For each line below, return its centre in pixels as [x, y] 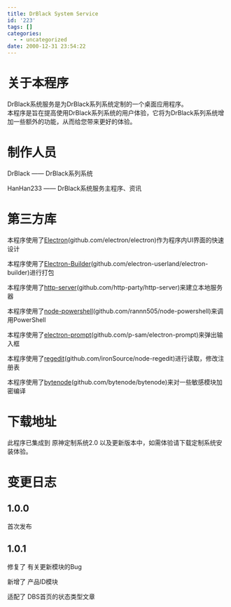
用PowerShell [27, 319]
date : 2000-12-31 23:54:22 [47, 46]
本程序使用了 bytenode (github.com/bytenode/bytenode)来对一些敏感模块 [112, 382]
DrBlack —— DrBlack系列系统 [50, 173]
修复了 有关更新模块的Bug [44, 566]
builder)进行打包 [31, 272]
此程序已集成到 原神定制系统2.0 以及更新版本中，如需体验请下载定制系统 [112, 442]
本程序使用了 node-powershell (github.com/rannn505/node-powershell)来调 [115, 311]
